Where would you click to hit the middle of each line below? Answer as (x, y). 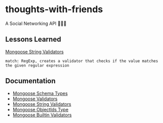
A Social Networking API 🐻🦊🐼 (36, 23)
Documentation (31, 81)
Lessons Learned (33, 39)
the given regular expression (37, 65)
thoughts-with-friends (54, 9)
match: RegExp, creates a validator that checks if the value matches (82, 61)
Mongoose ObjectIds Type (40, 109)
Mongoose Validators (35, 99)
